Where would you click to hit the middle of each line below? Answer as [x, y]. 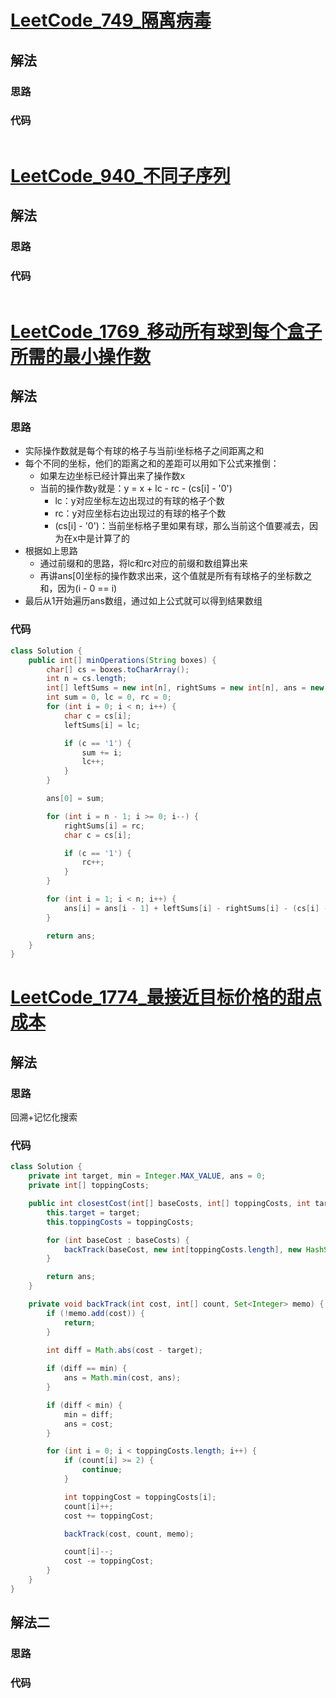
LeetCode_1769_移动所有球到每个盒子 [166, 331]
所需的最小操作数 [81, 356]
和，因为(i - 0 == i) [78, 588]
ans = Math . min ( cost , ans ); [122, 1378]
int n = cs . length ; [87, 679]
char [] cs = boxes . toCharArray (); [118, 669]
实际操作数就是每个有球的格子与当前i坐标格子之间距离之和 [144, 451]
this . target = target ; [93, 1212]
